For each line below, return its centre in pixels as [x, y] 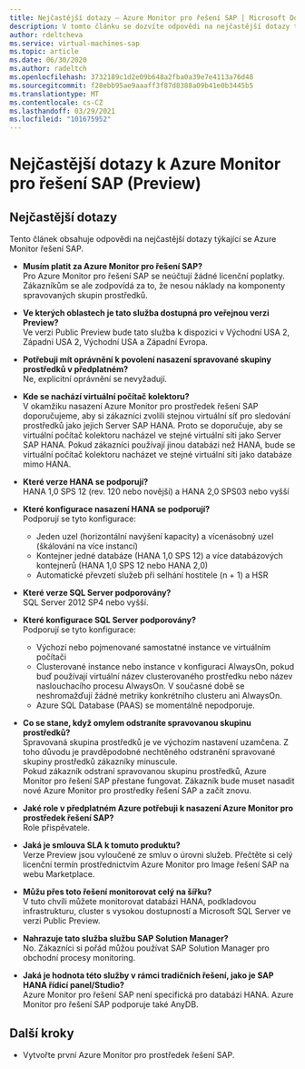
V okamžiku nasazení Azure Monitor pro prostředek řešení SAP [140, 407]
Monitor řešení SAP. [47, 249]
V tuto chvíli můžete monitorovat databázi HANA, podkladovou [139, 902]
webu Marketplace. [59, 874]
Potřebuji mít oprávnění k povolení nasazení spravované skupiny [147, 359]
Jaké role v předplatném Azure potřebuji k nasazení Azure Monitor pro [157, 808]
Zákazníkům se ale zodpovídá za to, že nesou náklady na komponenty [154, 286]
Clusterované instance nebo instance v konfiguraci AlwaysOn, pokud [165, 667]
